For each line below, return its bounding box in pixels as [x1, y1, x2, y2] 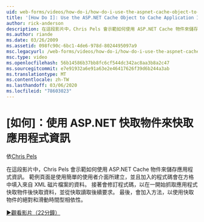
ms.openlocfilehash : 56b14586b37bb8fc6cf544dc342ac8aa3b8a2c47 [6, 60, 170, 66]
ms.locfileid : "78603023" [6, 88, 72, 94]
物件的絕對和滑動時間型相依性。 [6, 196, 86, 203]
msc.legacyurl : [6, 49, 45, 55]
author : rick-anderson [6, 20, 64, 26]
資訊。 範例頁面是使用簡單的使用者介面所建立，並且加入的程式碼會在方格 [11, 173, 194, 180]
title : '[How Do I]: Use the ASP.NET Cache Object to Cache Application [6, 15, 194, 21]
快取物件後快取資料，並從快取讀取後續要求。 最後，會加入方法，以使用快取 [6, 188, 194, 195]
